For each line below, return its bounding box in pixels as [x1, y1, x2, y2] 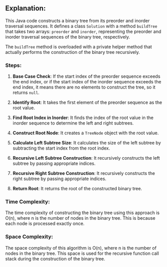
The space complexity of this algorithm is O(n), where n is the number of [5, 245, 157, 251]
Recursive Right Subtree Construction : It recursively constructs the [12, 170, 155, 176]
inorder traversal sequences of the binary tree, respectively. [5, 34, 131, 40]
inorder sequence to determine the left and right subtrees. [12, 120, 134, 126]
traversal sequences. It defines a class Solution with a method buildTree [5, 23, 158, 29]
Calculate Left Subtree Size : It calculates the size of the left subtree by [12, 140, 161, 146]
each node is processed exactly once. [5, 221, 85, 227]
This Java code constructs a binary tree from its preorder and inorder [5, 17, 150, 23]
